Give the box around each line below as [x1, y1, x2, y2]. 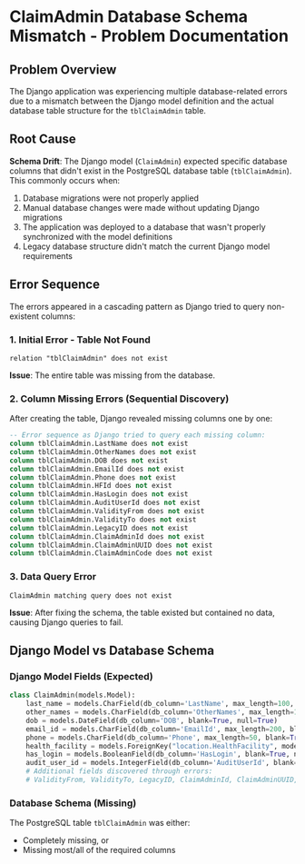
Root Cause [9, 132, 77, 147]
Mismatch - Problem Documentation [9, 25, 289, 46]
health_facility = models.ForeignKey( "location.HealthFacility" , [25, 741, 279, 750]
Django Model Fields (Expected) [9, 670, 154, 682]
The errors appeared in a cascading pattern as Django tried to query [9, 301, 265, 312]
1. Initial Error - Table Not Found [9, 333, 152, 346]
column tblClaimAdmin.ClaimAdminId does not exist [9, 531, 205, 541]
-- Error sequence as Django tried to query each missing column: [9, 431, 266, 440]
